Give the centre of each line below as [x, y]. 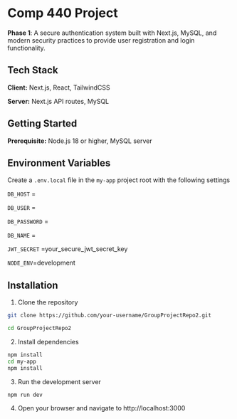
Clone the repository [48, 302]
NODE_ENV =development [42, 263]
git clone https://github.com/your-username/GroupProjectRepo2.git [110, 315]
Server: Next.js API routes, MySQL [58, 101]
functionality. [27, 48]
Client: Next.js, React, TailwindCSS [59, 87]
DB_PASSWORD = [28, 221]
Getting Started [42, 123]
